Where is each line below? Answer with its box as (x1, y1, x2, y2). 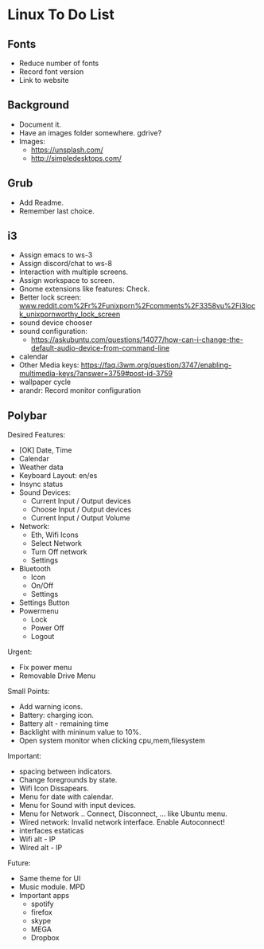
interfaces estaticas (18, 826, 84, 836)
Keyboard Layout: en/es (18, 471, 98, 480)
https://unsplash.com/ (30, 145, 104, 155)
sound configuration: (18, 327, 88, 336)
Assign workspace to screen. (18, 276, 115, 285)
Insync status (18, 480, 64, 489)
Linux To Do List (7, 6, 115, 24)
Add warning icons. (18, 702, 83, 712)
